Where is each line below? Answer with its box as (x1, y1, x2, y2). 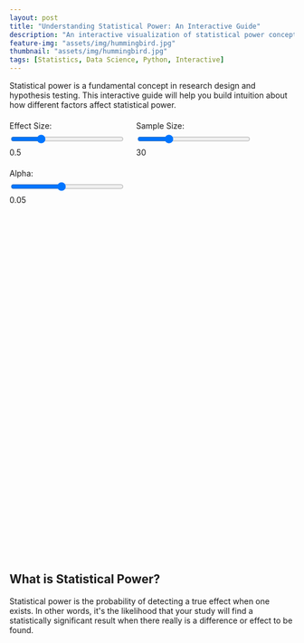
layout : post (9, 13, 59, 23)
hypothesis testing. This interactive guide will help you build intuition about (9, 90, 288, 101)
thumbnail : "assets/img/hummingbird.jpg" (9, 47, 168, 56)
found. (9, 624, 34, 635)
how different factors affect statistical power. (9, 100, 176, 110)
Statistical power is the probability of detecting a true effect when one (9, 595, 270, 607)
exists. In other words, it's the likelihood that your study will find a (9, 605, 253, 616)
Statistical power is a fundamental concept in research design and (9, 81, 256, 91)
